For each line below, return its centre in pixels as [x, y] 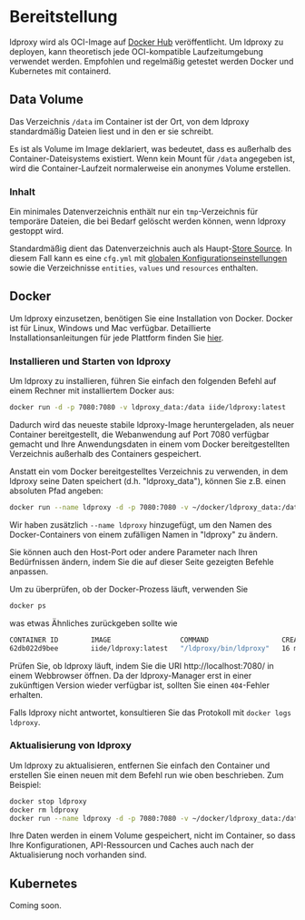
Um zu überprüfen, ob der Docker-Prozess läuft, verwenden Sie [129, 589]
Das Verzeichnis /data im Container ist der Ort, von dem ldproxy [129, 121]
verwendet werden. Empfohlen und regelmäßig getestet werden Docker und [152, 61]
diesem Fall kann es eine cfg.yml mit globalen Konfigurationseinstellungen [148, 258]
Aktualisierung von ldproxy [70, 745]
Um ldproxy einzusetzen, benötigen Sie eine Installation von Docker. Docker [151, 318]
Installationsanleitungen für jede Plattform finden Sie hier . [117, 338]
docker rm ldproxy [44, 810]
